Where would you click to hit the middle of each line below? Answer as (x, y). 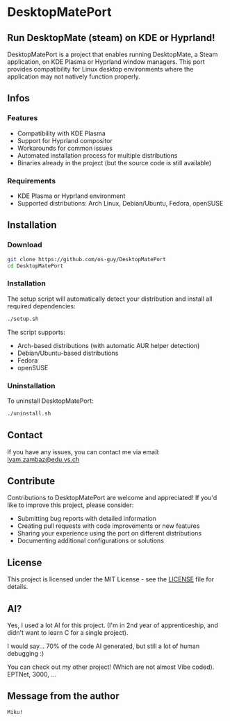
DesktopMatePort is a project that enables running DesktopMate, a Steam (113, 54)
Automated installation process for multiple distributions (97, 155)
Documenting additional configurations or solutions (91, 541)
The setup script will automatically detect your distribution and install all (110, 299)
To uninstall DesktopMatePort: (50, 401)
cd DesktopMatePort (35, 266)
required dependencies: (41, 306)
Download (25, 245)
